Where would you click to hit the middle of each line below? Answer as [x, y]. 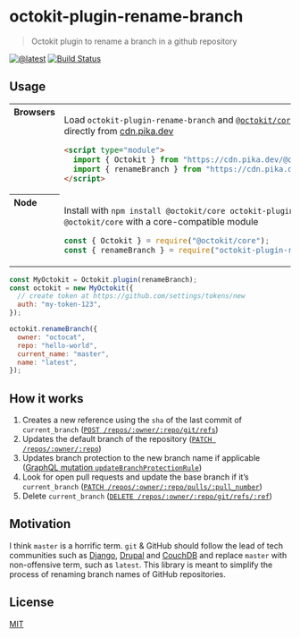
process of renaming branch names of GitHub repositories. [117, 574]
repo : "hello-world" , [58, 345]
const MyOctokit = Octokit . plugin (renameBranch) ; [104, 279]
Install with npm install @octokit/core [145, 210]
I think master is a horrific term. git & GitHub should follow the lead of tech [146, 545]
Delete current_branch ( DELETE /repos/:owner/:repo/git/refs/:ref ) [147, 496]
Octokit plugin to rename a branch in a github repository [134, 41]
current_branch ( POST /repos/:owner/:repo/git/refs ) [120, 430]
